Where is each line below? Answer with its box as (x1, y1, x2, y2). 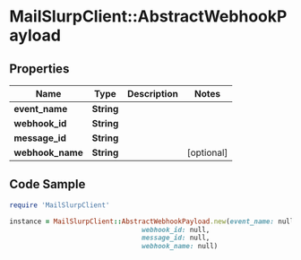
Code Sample (9, 177, 86, 192)
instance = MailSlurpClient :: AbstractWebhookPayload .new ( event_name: (9, 217, 275, 226)
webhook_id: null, (142, 225, 211, 234)
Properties (9, 61, 70, 76)
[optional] (186, 146, 228, 159)
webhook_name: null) (142, 242, 219, 251)
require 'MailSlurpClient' (9, 200, 110, 210)
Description (126, 88, 179, 100)
